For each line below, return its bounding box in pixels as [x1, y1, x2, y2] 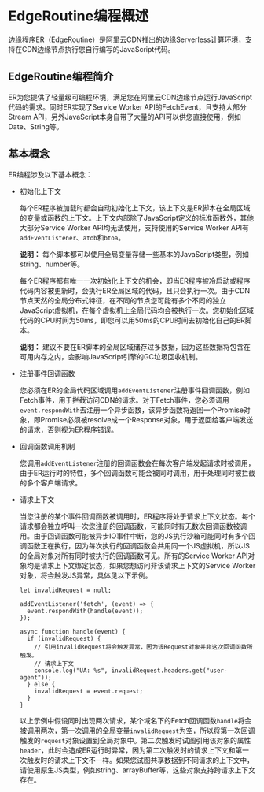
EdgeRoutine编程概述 [8, 7, 149, 25]
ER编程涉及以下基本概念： [8, 169, 93, 179]
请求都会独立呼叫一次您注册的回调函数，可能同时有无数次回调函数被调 [19, 521, 247, 530]
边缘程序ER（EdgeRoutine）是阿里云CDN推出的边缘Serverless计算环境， [8, 35, 246, 44]
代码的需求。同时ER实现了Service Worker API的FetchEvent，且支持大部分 [8, 102, 247, 111]
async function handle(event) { [19, 627, 126, 635]
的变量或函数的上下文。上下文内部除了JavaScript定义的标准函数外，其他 [19, 213, 255, 222]
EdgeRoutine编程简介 [8, 70, 114, 84]
